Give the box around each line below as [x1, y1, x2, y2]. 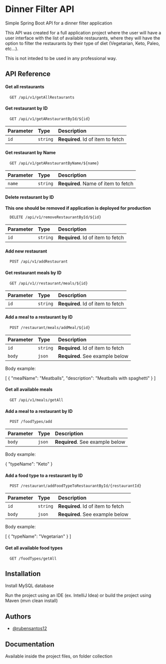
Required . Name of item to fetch [58, 180, 134, 187]
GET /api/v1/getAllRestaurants [9, 95, 75, 100]
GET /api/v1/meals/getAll [9, 397, 64, 402]
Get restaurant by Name [5, 150, 56, 156]
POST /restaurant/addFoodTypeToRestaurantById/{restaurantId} [9, 483, 142, 489]
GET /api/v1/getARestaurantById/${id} [9, 116, 91, 121]
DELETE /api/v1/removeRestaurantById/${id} [9, 215, 101, 220]
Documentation [5, 640, 55, 649]
